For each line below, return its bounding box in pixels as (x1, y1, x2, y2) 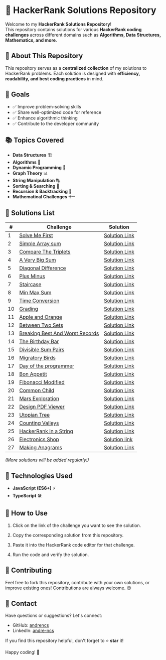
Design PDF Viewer (19, 404, 65, 411)
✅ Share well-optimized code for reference (12, 109, 102, 115)
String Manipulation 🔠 (12, 178, 60, 184)
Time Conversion (19, 297, 60, 304)
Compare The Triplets (19, 248, 71, 255)
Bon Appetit (19, 371, 47, 378)
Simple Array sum (19, 240, 61, 247)
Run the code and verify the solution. (12, 552, 89, 558)
